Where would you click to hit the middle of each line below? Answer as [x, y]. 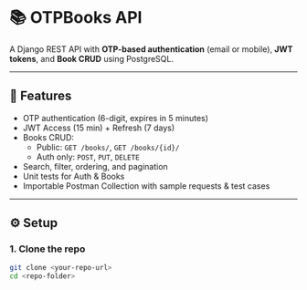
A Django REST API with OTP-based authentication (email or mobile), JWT [151, 49]
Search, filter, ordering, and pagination [95, 166]
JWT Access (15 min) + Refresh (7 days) [99, 128]
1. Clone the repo [48, 249]
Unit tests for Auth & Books [74, 176]
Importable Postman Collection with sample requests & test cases [146, 186]
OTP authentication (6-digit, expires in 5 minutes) [115, 118]
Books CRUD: [48, 137]
